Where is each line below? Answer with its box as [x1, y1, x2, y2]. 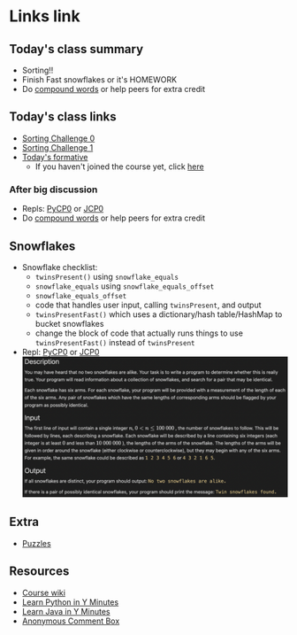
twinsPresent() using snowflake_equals [34, 271, 179, 282]
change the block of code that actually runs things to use [34, 328, 243, 338]
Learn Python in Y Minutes [21, 596, 119, 608]
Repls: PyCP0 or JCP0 [21, 204, 104, 214]
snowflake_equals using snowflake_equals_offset [34, 281, 215, 291]
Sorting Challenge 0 [21, 133, 95, 143]
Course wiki [21, 587, 66, 598]
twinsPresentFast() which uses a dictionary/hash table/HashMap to [34, 308, 283, 320]
